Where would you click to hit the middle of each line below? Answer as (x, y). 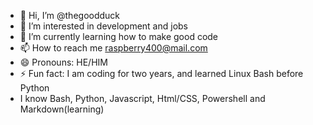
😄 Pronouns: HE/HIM (63, 62)
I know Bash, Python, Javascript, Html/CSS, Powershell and (142, 98)
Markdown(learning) (62, 109)
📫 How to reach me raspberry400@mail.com (113, 48)
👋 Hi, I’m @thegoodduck (70, 15)
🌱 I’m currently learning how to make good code (119, 36)
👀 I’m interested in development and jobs (103, 26)
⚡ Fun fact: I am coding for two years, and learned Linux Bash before (161, 73)
